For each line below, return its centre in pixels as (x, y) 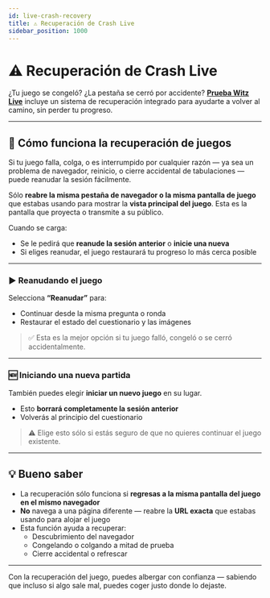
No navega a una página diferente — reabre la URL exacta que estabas (138, 511)
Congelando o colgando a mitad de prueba (103, 545)
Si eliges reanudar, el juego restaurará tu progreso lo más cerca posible (138, 252)
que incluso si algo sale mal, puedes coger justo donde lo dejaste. (118, 585)
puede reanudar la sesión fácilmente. (70, 180)
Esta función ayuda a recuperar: (73, 528)
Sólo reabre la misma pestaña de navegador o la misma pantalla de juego (132, 195)
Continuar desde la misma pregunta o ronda (93, 314)
